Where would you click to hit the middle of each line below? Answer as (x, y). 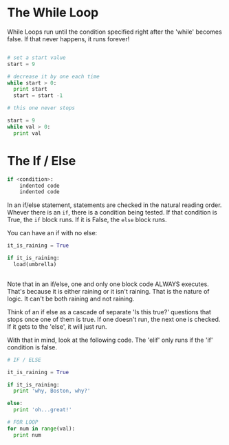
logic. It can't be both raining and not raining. (71, 299)
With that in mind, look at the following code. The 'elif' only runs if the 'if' (110, 340)
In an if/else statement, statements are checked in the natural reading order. (115, 205)
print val (27, 133)
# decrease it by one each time (53, 76)
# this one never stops (41, 108)
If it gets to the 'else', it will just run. (57, 326)
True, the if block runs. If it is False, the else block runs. (87, 220)
